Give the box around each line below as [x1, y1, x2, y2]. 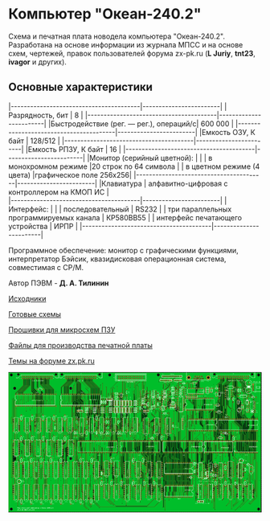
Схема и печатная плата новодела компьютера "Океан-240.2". [8, 31, 225, 41]
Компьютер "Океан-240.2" [8, 5, 202, 23]
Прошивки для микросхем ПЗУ [8, 325, 116, 334]
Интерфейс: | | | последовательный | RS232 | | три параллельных [8, 204, 232, 214]
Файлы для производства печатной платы [8, 340, 153, 350]
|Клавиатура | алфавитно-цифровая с [99, 178, 228, 188]
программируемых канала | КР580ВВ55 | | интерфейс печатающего [8, 212, 243, 222]
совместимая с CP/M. [8, 262, 84, 272]
